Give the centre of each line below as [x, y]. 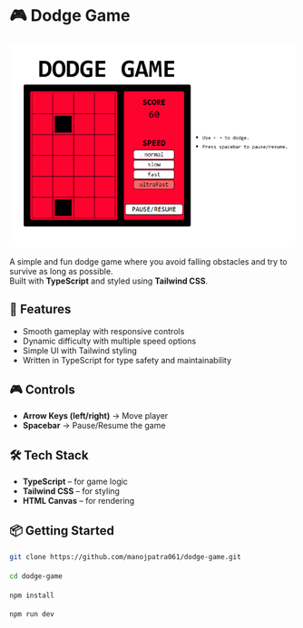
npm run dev [32, 614]
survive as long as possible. [61, 271]
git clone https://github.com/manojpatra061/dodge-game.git [126, 557]
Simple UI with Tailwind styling [80, 350]
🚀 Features [40, 309]
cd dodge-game [36, 576]
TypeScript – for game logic [75, 482]
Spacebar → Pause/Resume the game [94, 426]
